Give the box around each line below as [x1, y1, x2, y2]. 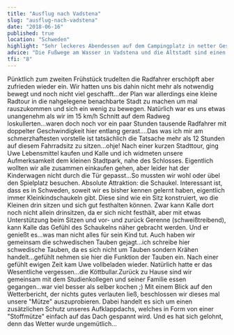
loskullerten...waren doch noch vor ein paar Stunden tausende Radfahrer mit [7, 119, 227, 128]
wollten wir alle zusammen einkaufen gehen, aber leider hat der [7, 163, 189, 172]
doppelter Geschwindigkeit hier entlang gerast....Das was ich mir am [7, 126, 203, 135]
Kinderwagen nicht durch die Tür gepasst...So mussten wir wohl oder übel [7, 171, 221, 179]
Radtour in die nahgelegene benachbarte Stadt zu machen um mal [7, 97, 198, 105]
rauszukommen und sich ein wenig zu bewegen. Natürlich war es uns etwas [7, 104, 226, 112]
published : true [7, 29, 54, 37]
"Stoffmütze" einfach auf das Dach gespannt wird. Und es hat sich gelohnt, [7, 312, 224, 320]
